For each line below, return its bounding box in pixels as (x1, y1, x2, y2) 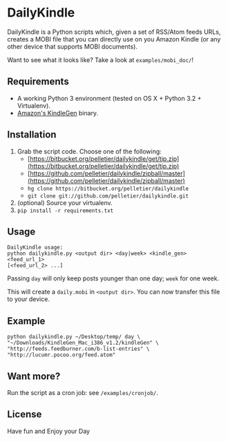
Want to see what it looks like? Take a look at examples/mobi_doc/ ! (7, 55, 193, 64)
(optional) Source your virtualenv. (17, 198, 113, 206)
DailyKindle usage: (7, 244, 64, 251)
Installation (7, 129, 57, 141)
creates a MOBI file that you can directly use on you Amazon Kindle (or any (7, 35, 221, 43)
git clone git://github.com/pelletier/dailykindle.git (27, 192, 189, 200)
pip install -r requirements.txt (17, 207, 114, 214)
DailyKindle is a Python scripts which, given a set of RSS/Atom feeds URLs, (7, 28, 221, 36)
